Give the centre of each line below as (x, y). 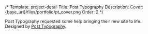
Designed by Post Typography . (36, 26)
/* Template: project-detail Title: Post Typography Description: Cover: (74, 7)
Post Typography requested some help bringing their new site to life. (73, 21)
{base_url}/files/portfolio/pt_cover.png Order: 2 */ (54, 12)
